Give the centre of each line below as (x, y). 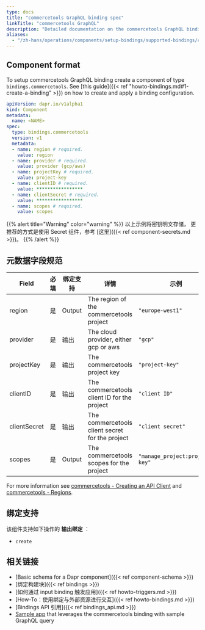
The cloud (102, 332)
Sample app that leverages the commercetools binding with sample (100, 614)
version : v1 (27, 138)
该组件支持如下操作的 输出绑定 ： (48, 529)
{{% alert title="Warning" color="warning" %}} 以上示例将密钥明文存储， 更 (101, 224)
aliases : (17, 35)
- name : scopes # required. (48, 206)
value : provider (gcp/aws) (52, 166)
